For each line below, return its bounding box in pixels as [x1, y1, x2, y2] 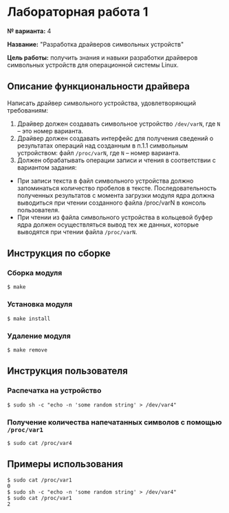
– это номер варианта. [17, 126, 84, 135]
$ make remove [7, 347, 48, 354]
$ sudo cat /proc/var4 [7, 440, 72, 447]
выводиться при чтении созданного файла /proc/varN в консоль [17, 198, 206, 207]
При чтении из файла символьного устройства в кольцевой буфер [17, 213, 213, 221]
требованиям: [7, 106, 49, 114]
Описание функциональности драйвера [7, 80, 190, 93]
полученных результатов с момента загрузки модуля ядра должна [17, 191, 215, 199]
